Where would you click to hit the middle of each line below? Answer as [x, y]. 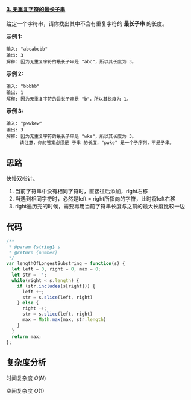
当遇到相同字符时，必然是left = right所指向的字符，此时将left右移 [95, 199]
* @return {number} [33, 252]
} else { [28, 303]
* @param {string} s [35, 247]
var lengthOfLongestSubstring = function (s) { [66, 264]
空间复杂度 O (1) [25, 391]
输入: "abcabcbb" [27, 49]
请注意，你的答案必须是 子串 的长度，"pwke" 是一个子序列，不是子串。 [97, 143]
